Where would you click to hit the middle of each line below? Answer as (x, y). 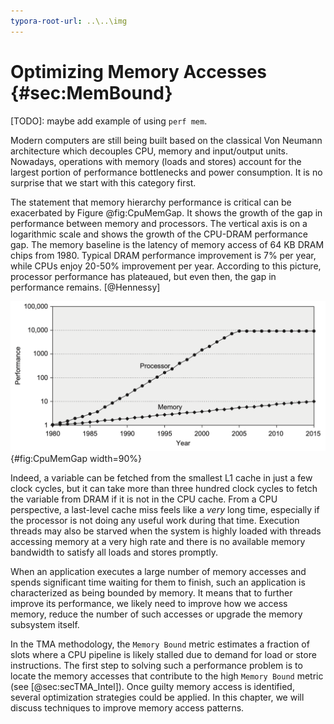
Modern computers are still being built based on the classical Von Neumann (166, 140)
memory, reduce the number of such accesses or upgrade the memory (156, 614)
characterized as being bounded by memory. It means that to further (151, 592)
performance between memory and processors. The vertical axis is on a (159, 223)
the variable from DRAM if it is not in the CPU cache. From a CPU (144, 499)
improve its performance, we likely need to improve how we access (149, 603)
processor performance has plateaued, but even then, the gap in (143, 276)
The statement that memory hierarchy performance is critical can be (151, 202)
